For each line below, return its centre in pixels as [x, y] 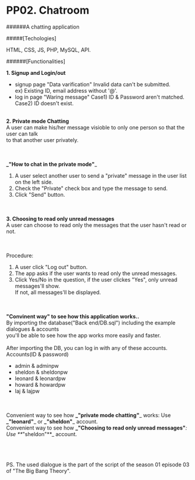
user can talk [22, 134]
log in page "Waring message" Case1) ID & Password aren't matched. [100, 97]
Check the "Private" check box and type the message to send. [91, 188]
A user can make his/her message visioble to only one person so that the [95, 127]
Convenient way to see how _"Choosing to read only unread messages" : [97, 428]
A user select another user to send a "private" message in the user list [101, 175]
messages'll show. [37, 286]
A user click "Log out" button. [51, 267]
